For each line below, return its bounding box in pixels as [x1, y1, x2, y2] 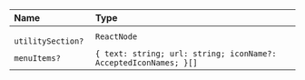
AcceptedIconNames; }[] [94, 58, 198, 67]
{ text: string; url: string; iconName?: [94, 49, 277, 58]
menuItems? [14, 54, 61, 63]
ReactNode [94, 32, 138, 42]
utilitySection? [14, 36, 84, 46]
